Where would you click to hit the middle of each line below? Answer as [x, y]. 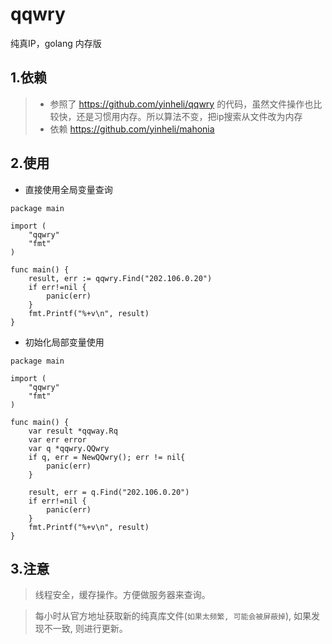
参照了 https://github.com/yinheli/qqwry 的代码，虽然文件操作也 [181, 104]
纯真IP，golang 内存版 [56, 43]
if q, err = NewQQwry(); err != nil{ [107, 457]
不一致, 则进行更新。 [85, 629]
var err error [57, 439]
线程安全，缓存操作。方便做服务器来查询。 [122, 595]
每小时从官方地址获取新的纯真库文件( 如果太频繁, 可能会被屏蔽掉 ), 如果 [173, 616]
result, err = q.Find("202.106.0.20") [109, 492]
